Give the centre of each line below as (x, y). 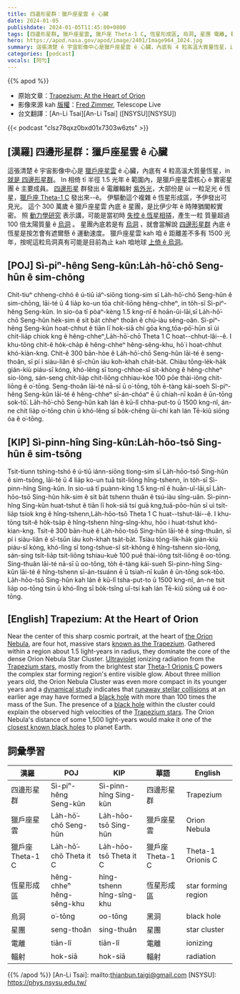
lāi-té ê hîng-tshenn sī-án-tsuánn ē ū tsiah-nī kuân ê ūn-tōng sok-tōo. (122, 572)
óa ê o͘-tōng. (26, 419)
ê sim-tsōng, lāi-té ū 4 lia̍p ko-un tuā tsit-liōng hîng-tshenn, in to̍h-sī (107, 480)
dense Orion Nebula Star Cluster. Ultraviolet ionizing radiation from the (111, 659)
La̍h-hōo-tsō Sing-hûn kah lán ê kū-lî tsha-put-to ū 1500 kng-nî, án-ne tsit (116, 580)
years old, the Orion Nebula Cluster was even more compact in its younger (117, 682)
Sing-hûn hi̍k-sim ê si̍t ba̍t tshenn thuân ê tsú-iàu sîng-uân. (119, 497)
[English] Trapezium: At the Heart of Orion (103, 619)
